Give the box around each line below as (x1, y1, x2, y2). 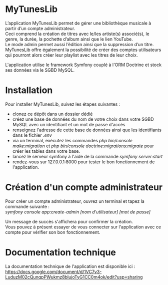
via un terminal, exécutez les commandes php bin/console (12, 137, 132, 143)
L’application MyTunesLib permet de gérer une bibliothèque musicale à (5, 20, 151, 26)
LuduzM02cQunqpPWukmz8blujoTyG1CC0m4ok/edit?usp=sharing (5, 274, 143, 280)
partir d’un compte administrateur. (5, 25, 75, 31)
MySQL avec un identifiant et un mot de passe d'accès (12, 121, 125, 127)
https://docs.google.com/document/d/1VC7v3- (5, 268, 102, 274)
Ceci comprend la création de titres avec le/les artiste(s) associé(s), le (5, 31, 150, 37)
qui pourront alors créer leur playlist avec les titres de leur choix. (5, 52, 138, 58)
